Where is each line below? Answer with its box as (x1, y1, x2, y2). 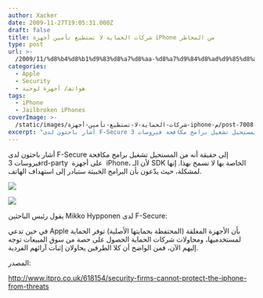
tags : (8, 92, 26, 100)
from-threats (8, 282, 49, 291)
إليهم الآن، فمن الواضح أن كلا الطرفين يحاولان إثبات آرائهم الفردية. (8, 242, 199, 252)
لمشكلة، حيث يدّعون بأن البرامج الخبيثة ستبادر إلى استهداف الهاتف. (8, 166, 202, 176)
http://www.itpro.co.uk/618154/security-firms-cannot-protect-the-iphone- (8, 273, 247, 282)
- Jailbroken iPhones (15, 107, 86, 114)
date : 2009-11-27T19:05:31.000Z (8, 19, 113, 27)
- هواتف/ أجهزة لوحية (15, 84, 86, 93)
